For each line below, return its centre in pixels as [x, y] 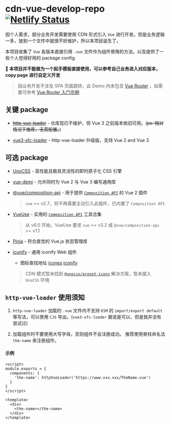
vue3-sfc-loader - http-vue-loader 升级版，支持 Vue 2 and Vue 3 [81, 140]
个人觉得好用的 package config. [43, 58]
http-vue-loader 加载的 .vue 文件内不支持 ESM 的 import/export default [88, 311]
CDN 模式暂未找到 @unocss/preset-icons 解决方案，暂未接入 [88, 274]
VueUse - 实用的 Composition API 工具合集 [57, 214]
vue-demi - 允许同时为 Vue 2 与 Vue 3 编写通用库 [64, 181]
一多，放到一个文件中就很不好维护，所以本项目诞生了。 [63, 41]
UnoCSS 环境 [37, 280]
